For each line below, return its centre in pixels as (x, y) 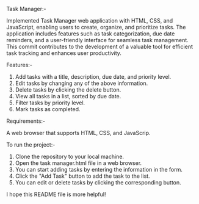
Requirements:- (26, 121)
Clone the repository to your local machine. (69, 156)
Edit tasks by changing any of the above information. (81, 83)
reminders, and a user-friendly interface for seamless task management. (98, 40)
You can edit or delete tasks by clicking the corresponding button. (98, 182)
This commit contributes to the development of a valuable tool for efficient (100, 46)
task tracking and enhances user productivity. (64, 53)
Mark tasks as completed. (48, 109)
